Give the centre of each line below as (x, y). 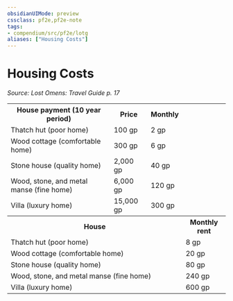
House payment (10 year (59, 110)
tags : (15, 26)
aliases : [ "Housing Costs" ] (48, 40)
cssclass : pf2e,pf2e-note (44, 20)
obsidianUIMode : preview (43, 14)
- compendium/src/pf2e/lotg (48, 33)
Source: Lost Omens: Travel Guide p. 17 (63, 93)
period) (59, 119)
